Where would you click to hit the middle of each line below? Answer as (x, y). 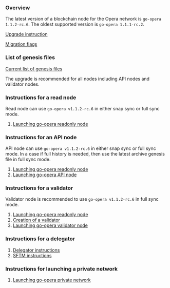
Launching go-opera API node (45, 175)
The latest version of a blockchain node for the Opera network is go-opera (83, 19)
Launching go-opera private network (52, 280)
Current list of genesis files (34, 69)
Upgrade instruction (26, 34)
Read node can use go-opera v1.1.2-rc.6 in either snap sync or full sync (83, 108)
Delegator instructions (36, 250)
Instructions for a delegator (40, 239)
